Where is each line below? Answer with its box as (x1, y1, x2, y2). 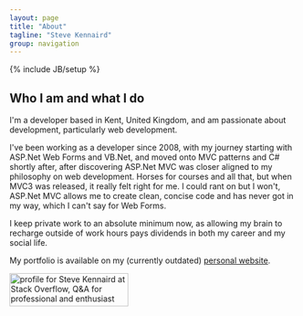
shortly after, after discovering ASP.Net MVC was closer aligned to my (9, 162, 273, 173)
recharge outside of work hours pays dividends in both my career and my (9, 227, 286, 238)
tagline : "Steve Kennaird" (9, 30, 112, 39)
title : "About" (9, 22, 68, 31)
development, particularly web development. (9, 124, 178, 135)
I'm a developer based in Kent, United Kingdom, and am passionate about (9, 115, 287, 126)
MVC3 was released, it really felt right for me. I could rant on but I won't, (9, 181, 281, 192)
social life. (9, 237, 48, 248)
